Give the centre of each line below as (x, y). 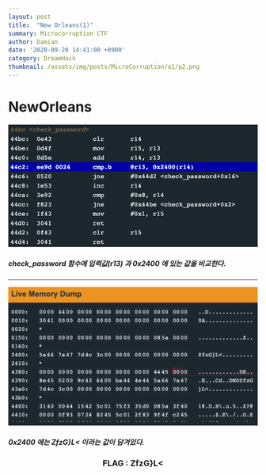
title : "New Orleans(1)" (51, 25)
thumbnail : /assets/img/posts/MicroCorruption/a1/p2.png (104, 67)
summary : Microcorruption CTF (58, 33)
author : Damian (33, 42)
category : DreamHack (42, 59)
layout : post (30, 17)
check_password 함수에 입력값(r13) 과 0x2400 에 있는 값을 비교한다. (117, 263)
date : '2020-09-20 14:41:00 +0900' (67, 50)
